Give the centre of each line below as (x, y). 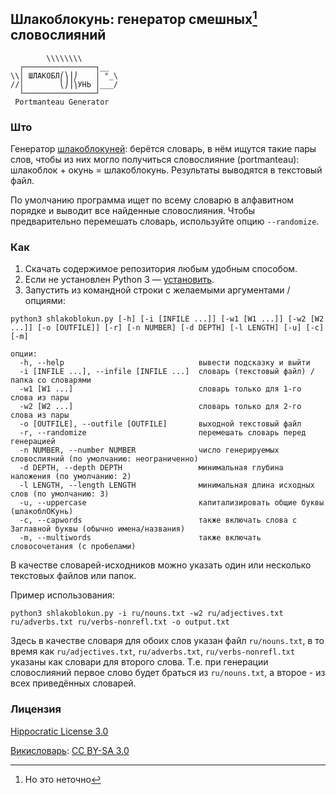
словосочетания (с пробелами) (73, 547)
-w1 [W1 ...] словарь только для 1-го (160, 389)
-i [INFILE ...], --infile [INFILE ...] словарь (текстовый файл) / (167, 372)
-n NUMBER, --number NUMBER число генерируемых (149, 450)
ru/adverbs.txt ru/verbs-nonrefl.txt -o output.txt (120, 622)
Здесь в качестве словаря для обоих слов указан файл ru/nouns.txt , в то (167, 641)
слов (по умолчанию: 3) (60, 494)
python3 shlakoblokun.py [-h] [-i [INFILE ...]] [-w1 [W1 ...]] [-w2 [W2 (167, 319)
